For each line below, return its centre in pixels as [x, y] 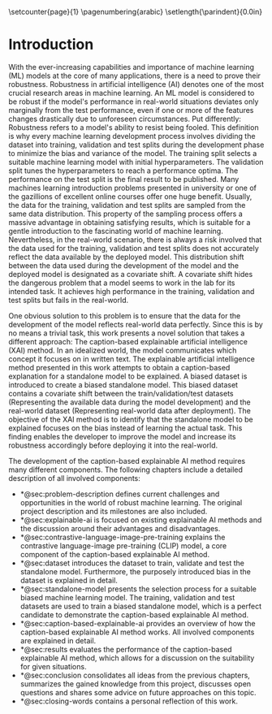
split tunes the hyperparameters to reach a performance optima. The [123, 171]
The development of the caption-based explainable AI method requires [127, 461]
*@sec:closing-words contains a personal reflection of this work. [129, 701]
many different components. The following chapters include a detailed [126, 470]
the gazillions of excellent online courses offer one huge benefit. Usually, [130, 196]
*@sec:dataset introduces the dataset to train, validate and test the [132, 563]
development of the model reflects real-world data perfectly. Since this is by [136, 324]
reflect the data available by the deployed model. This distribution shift [126, 257]
